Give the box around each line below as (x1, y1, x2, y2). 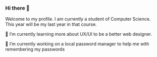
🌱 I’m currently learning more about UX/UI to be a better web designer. (5, 31, 152, 37)
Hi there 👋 (5, 5, 30, 12)
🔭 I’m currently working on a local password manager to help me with (5, 41, 149, 47)
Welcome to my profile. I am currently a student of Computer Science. (5, 16, 151, 22)
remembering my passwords (5, 46, 65, 52)
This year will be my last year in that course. (5, 21, 97, 27)
